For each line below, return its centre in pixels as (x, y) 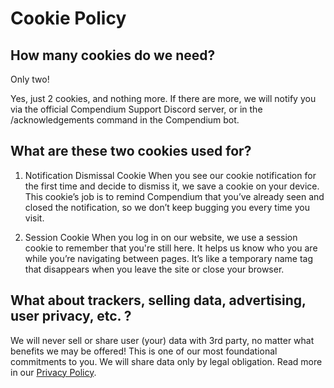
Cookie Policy (68, 18)
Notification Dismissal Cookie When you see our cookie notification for (170, 175)
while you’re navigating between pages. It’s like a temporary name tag (169, 258)
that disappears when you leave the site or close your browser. (154, 269)
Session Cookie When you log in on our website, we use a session (161, 237)
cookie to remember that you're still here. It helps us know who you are (171, 248)
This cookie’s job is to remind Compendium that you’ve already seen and (174, 196)
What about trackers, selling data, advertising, (158, 300)
